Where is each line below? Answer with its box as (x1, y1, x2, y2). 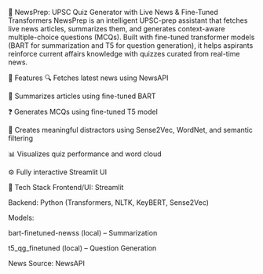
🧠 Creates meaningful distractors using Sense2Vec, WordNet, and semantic (8, 126, 254, 134)
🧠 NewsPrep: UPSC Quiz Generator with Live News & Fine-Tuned (8, 8, 218, 16)
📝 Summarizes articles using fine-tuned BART (8, 91, 156, 100)
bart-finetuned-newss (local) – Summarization (8, 228, 158, 237)
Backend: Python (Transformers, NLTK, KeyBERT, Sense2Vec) (8, 198, 210, 207)
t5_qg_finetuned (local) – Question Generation (8, 243, 157, 253)
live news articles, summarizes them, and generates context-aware (8, 24, 225, 33)
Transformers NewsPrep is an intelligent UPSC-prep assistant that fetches (8, 16, 248, 25)
